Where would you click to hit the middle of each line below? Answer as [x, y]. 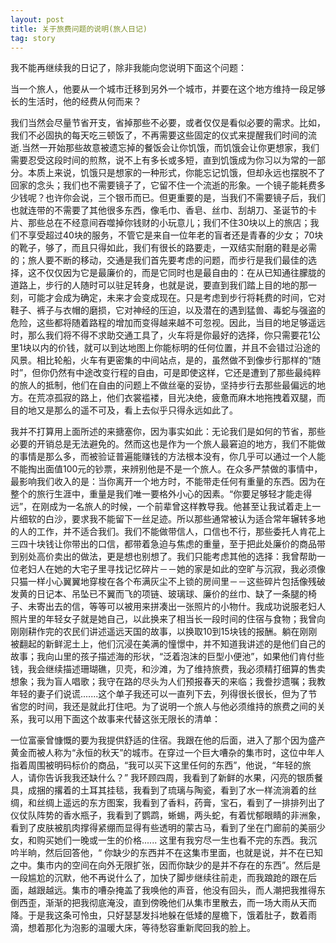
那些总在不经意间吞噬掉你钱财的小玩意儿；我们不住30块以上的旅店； [169, 223]
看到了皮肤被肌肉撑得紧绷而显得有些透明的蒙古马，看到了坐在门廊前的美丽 [163, 828]
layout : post [37, 19]
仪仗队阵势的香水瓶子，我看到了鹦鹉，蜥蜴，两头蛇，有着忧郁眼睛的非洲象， [168, 815]
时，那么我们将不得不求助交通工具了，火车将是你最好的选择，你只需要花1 [161, 335]
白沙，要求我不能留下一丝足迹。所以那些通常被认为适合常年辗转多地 [185, 519]
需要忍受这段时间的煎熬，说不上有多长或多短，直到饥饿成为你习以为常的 [159, 160]
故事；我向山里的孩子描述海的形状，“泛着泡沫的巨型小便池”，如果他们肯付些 [167, 657]
